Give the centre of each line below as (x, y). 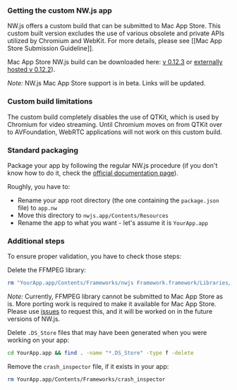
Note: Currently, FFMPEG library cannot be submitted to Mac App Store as (115, 297)
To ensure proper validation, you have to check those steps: (95, 257)
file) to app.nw (37, 207)
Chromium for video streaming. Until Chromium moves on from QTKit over (115, 124)
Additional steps (36, 240)
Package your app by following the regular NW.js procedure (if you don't (113, 165)
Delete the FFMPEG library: (47, 270)
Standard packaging (43, 150)
